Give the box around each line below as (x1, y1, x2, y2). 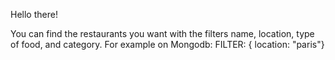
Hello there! (10, 9, 58, 20)
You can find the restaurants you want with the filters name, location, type (10, 28, 315, 39)
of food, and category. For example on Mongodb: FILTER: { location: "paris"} (10, 39, 325, 50)
